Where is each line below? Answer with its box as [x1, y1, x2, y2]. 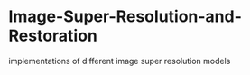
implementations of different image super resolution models [8, 55, 231, 66]
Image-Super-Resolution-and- [8, 6, 243, 27]
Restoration [8, 25, 98, 46]
